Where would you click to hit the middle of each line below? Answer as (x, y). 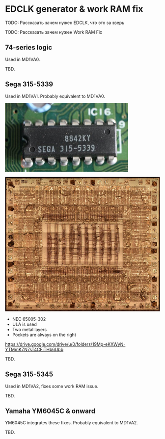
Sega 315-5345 (29, 374)
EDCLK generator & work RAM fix (74, 9)
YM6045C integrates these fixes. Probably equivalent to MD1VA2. (72, 423)
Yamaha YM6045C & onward (50, 411)
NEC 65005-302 (29, 319)
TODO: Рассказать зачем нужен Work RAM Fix (54, 32)
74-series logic (29, 48)
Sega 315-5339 (29, 84)
